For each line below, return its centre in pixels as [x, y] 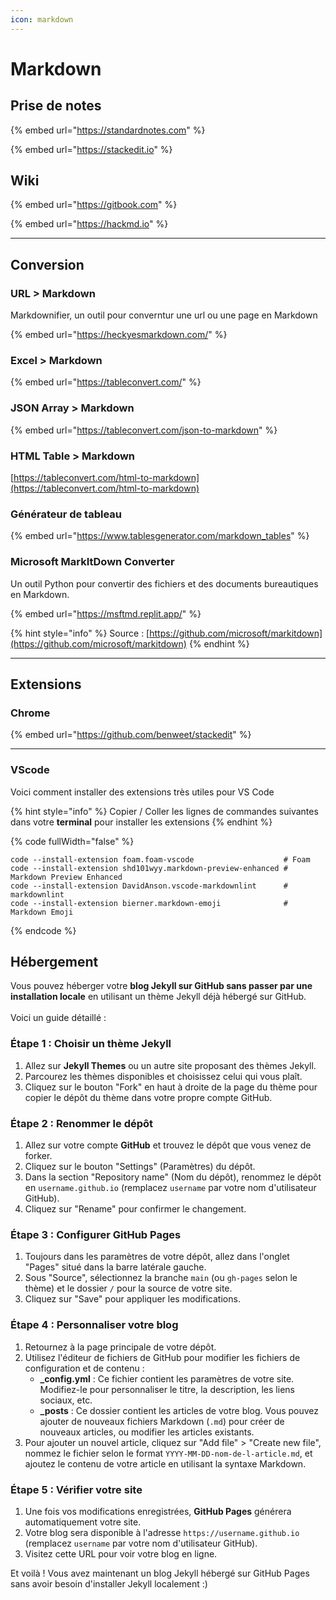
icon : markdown [42, 19]
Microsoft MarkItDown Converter [92, 562]
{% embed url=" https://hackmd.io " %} [89, 224]
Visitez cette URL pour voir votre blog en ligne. [121, 1553]
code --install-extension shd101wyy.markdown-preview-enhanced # [149, 868]
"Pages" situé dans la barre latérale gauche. [115, 1267]
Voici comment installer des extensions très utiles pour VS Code [142, 792]
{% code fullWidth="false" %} [72, 841]
